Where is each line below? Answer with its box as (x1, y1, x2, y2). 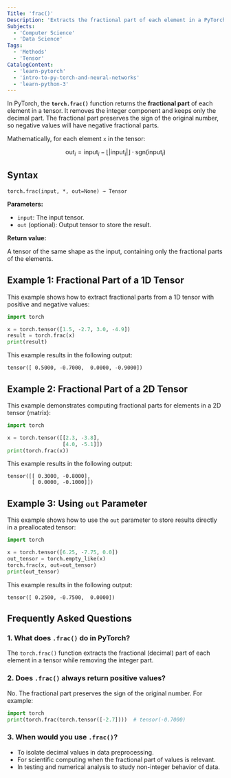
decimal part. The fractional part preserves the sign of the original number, (7, 114, 219, 123)
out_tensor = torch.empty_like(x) (7, 556, 107, 563)
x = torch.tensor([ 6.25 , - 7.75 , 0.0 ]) (7, 549, 118, 556)
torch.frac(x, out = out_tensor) (7, 562, 97, 569)
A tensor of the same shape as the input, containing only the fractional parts (7, 247, 223, 255)
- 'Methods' (13, 49, 48, 56)
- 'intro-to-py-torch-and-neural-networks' (13, 74, 140, 81)
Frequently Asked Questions (7, 613, 133, 624)
